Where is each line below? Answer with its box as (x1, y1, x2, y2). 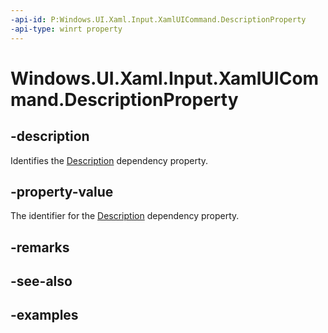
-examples (10, 307, 79, 324)
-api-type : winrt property (10, 24, 123, 34)
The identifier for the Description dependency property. (10, 210, 240, 222)
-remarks (10, 239, 70, 256)
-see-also (10, 273, 73, 290)
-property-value (10, 183, 114, 200)
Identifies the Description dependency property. (10, 154, 209, 166)
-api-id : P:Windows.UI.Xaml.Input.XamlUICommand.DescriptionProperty (10, 14, 307, 25)
